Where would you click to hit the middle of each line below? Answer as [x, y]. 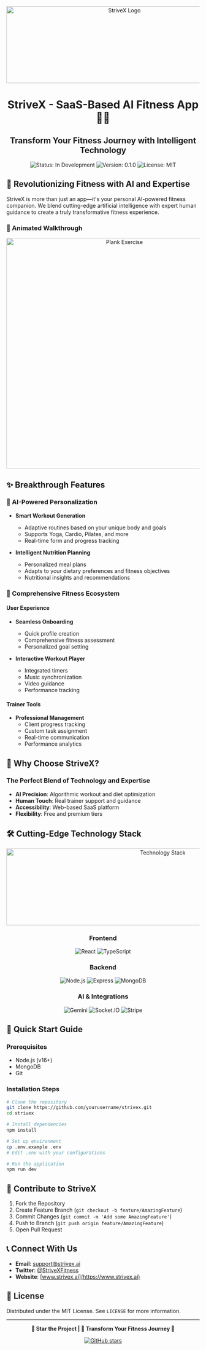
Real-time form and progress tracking [72, 540]
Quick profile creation [52, 633]
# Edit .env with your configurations [56, 1153]
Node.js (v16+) [34, 1060]
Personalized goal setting [56, 646]
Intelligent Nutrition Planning [53, 552]
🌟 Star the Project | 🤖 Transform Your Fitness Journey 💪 [103, 1328]
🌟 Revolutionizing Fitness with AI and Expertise [98, 184]
